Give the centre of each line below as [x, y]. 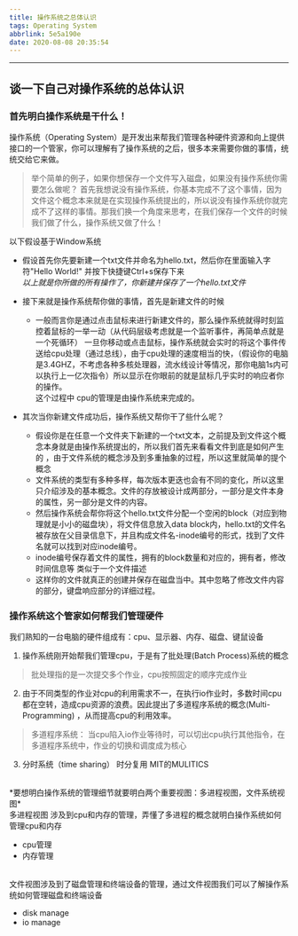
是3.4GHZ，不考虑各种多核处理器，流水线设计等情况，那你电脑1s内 [158, 364]
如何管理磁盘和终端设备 [59, 895]
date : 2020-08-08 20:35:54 [59, 42]
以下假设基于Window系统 [55, 241]
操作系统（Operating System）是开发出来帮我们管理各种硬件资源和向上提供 [147, 137]
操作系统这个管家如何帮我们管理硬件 [86, 616]
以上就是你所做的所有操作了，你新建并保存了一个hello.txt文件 [134, 282]
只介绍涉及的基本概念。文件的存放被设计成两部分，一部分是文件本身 [160, 491]
